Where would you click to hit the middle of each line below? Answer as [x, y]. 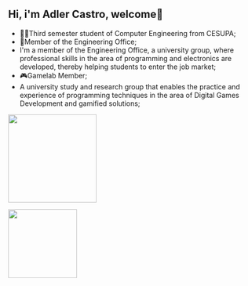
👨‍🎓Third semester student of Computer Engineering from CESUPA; [128, 33]
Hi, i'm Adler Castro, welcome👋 [86, 14]
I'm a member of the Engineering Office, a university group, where [126, 50]
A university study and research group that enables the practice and [130, 86]
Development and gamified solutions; [80, 103]
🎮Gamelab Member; [53, 75]
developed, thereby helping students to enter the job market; [118, 67]
